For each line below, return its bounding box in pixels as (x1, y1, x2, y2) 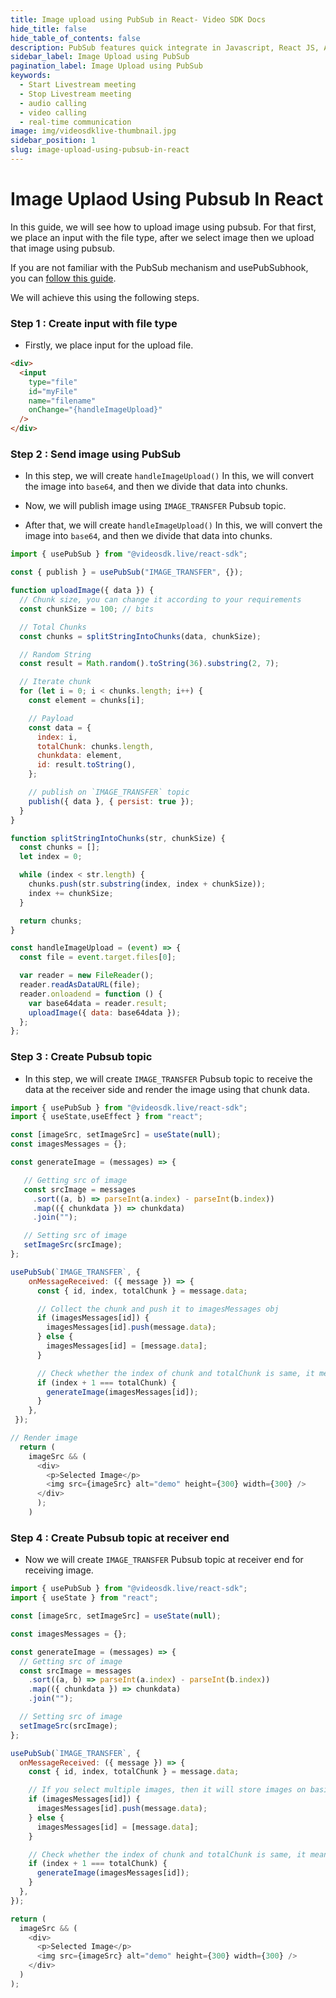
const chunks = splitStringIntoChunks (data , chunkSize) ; (19, 631, 262, 641)
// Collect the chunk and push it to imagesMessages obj (36, 1304, 280, 1314)
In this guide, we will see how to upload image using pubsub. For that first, (10, 221, 317, 233)
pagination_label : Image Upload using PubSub (10, 61, 203, 71)
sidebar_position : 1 (10, 136, 97, 146)
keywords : (10, 71, 52, 81)
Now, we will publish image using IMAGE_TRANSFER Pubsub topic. (24, 500, 287, 512)
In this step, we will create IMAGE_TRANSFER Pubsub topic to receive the (24, 1072, 313, 1085)
